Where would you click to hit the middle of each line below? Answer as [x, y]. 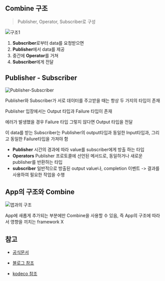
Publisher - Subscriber [41, 78]
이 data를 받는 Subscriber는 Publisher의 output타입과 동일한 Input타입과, [78, 132]
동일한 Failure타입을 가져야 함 [39, 139]
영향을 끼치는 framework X [37, 222]
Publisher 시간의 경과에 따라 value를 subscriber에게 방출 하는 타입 [78, 149]
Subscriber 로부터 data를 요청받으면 [48, 43]
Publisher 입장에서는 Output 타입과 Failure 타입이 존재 [59, 111]
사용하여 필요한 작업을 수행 [38, 174]
